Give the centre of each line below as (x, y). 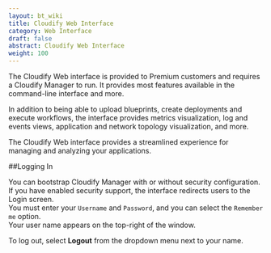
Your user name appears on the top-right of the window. (102, 225)
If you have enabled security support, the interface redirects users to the (129, 190)
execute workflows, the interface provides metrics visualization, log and (128, 118)
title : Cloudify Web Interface (61, 23)
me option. (25, 216)
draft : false (30, 38)
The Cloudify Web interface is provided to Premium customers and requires (134, 76)
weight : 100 (28, 53)
